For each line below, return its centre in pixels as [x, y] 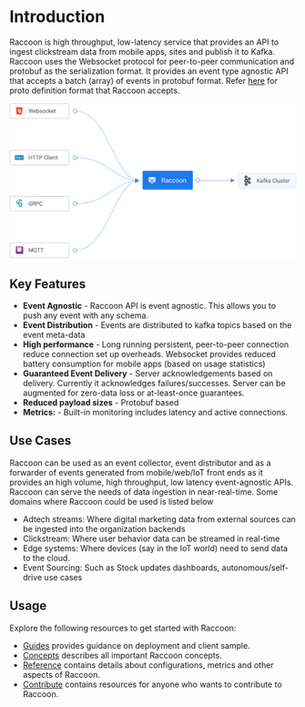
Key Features [48, 284]
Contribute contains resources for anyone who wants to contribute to [152, 684]
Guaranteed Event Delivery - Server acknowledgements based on [147, 373]
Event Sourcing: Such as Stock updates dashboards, [121, 568]
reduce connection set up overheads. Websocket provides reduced [149, 353]
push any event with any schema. [85, 315]
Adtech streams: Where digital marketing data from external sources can [159, 519]
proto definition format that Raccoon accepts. [95, 90]
